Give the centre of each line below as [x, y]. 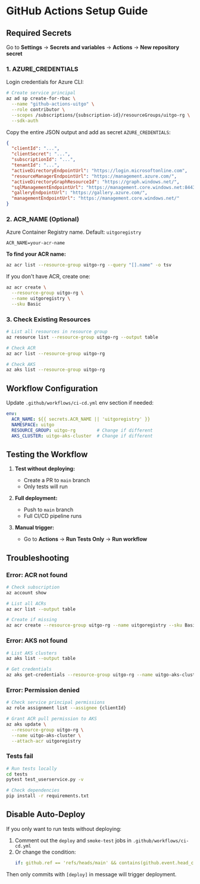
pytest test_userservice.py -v [45, 780]
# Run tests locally [32, 768]
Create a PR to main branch [57, 480]
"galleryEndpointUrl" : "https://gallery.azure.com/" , [79, 193]
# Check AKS [21, 364]
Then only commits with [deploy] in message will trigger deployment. [91, 874]
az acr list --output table [41, 609]
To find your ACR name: [36, 254]
